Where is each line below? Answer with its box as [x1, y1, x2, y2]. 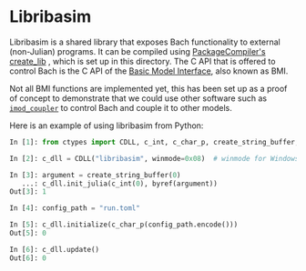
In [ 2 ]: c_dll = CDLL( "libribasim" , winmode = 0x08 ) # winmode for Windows [9, 154, 300, 163]
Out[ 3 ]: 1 [9, 187, 47, 196]
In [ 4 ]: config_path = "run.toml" [9, 204, 141, 213]
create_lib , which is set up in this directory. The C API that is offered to [9, 55, 276, 66]
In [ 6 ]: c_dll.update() [9, 245, 100, 254]
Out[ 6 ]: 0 [9, 253, 47, 263]
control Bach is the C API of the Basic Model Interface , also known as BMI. [9, 65, 289, 76]
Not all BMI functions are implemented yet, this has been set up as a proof [9, 83, 288, 94]
